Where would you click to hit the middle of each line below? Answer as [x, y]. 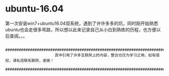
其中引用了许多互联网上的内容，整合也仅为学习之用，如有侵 [107, 55]
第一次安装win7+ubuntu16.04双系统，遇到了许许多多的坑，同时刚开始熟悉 [82, 23]
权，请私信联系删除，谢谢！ [30, 60]
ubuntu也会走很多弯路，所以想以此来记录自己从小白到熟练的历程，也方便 [81, 29]
